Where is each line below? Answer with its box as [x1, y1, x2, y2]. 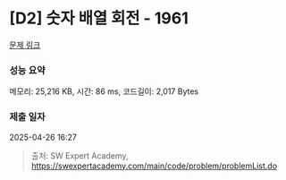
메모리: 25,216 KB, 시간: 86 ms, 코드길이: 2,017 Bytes [9, 86, 199, 97]
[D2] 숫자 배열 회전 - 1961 [9, 8, 189, 29]
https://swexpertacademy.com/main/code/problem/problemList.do [30, 160, 278, 171]
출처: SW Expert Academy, [30, 150, 129, 161]
